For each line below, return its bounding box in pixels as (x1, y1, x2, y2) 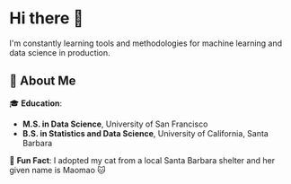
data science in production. (9, 47, 110, 57)
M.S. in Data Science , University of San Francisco (22, 118, 208, 129)
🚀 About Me (9, 74, 76, 89)
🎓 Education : (9, 98, 63, 109)
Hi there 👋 (9, 8, 84, 29)
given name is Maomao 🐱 (9, 164, 106, 175)
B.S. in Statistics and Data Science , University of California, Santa (22, 127, 269, 138)
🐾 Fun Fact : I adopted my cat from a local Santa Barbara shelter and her (9, 154, 276, 165)
